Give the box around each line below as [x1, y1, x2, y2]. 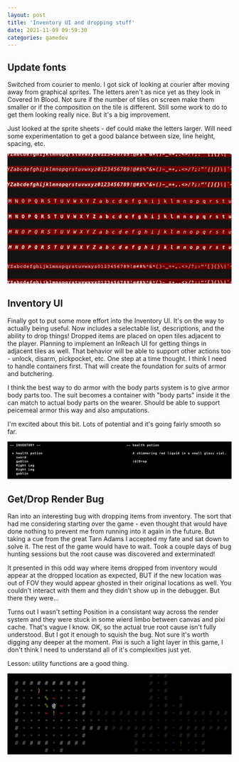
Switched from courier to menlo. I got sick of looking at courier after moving [7, 80, 230, 89]
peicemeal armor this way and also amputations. [7, 406, 149, 414]
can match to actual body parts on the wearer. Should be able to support [7, 398, 221, 407]
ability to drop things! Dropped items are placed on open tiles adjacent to [7, 331, 221, 340]
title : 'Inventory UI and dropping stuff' [7, 19, 135, 26]
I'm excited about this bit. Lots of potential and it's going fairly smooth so [7, 419, 221, 428]
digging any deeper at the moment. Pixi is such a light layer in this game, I [7, 638, 223, 647]
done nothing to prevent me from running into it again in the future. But [7, 527, 215, 536]
